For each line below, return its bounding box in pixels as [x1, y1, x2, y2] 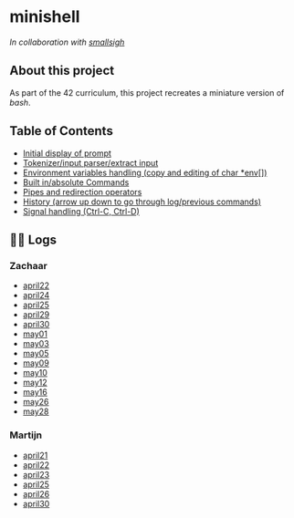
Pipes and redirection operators [22, 186, 142, 197]
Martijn [9, 429, 43, 441]
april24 [22, 290, 50, 301]
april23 [22, 469, 50, 480]
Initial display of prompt [22, 148, 112, 159]
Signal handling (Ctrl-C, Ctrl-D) [22, 205, 140, 216]
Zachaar [9, 259, 47, 272]
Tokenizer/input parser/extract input [22, 157, 159, 168]
